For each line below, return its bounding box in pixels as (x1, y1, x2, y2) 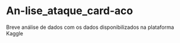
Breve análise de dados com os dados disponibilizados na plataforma (6, 24, 175, 31)
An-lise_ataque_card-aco (6, 4, 134, 18)
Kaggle (6, 29, 24, 37)
